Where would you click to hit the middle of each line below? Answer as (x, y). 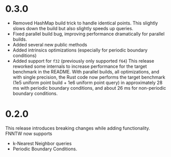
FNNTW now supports (29, 134)
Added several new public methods (50, 44)
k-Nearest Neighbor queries (42, 143)
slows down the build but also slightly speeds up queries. (73, 28)
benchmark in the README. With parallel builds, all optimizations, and (86, 71)
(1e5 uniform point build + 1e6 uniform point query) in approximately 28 (88, 83)
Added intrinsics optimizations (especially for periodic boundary (80, 50)
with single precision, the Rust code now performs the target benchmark (89, 77)
